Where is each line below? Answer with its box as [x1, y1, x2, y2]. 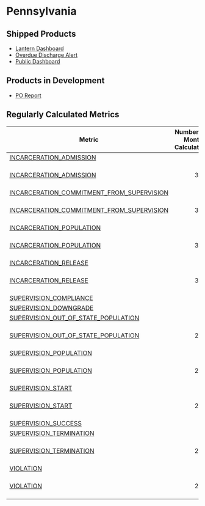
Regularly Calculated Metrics [6, 109, 120, 120]
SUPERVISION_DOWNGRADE [9, 304, 94, 312]
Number [174, 127, 200, 136]
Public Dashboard [15, 58, 60, 65]
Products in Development [6, 75, 105, 86]
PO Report [15, 92, 41, 99]
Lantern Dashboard [15, 45, 64, 52]
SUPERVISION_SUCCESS [9, 419, 82, 427]
